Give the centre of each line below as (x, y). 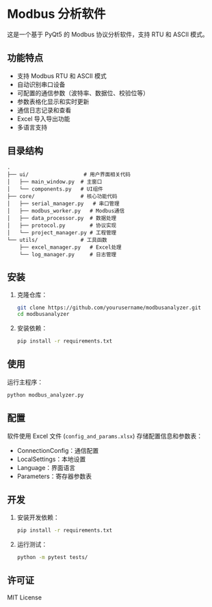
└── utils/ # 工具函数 (57, 240)
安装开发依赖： (38, 517)
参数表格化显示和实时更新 (53, 101)
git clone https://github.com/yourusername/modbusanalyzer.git (109, 308)
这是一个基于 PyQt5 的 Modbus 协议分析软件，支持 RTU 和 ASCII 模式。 (108, 34)
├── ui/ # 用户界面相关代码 (69, 174)
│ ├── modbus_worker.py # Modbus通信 (66, 211)
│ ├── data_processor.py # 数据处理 (62, 218)
